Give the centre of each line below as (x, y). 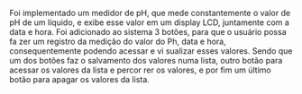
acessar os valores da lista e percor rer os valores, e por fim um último (141, 70)
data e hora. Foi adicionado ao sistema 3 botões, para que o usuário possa (148, 32)
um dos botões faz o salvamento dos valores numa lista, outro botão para (146, 60)
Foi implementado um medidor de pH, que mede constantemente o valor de (150, 13)
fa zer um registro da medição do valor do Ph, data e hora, (118, 41)
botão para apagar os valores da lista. (80, 79)
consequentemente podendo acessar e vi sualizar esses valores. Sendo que (151, 51)
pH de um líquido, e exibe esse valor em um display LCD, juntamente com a (150, 22)
